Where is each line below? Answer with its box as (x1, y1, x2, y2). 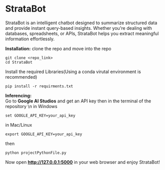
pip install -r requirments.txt (5, 84, 73, 89)
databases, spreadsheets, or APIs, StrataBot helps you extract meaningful (5, 30, 159, 36)
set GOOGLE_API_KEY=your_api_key (5, 113, 76, 118)
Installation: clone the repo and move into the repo (5, 45, 112, 51)
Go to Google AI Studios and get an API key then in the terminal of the (5, 98, 151, 104)
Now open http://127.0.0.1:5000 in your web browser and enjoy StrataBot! (5, 159, 160, 165)
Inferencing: (5, 92, 32, 98)
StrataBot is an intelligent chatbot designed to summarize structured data (5, 20, 157, 26)
